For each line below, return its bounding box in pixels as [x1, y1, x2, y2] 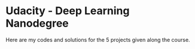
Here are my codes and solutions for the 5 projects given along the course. [5, 36, 190, 43]
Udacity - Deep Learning [5, 4, 130, 18]
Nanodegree [5, 17, 69, 30]
